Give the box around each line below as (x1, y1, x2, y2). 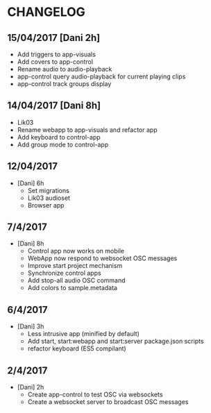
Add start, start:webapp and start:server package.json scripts (27, 337, 204, 346)
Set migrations (27, 186, 69, 194)
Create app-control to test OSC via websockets (27, 390, 163, 399)
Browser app (27, 201, 65, 209)
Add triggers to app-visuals (17, 50, 96, 58)
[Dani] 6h (17, 178, 44, 187)
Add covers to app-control (17, 58, 94, 66)
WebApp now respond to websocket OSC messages (27, 254, 178, 262)
